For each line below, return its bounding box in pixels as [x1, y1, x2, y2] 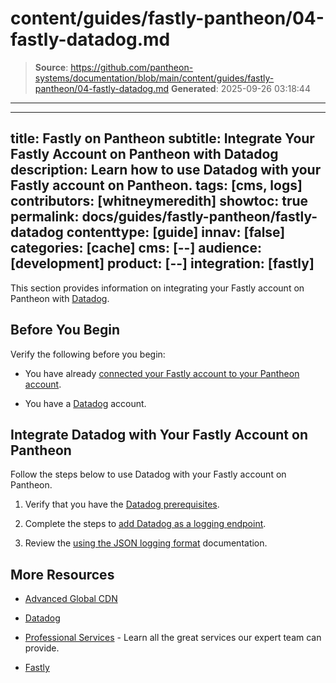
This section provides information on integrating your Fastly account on [10, 282, 305, 294]
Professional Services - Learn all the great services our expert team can [24, 632, 322, 644]
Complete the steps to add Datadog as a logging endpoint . [24, 518, 267, 530]
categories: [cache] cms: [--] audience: [10, 240, 262, 257]
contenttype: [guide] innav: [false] [66, 224, 286, 241]
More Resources [10, 566, 115, 583]
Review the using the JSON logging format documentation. [24, 537, 268, 549]
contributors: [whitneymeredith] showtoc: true [10, 193, 309, 210]
